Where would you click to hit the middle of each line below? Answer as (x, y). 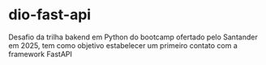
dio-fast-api (50, 15)
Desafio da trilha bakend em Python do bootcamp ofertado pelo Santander (133, 37)
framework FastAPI (41, 54)
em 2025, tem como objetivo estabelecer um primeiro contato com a (123, 45)
